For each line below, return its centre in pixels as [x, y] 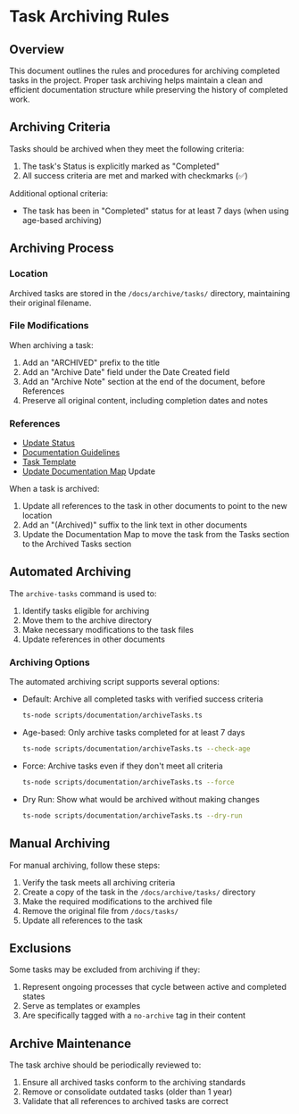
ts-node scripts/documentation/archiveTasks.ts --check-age [136, 749]
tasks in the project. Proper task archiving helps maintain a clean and [136, 80]
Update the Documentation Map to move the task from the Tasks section [156, 535]
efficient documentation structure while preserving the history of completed [149, 90]
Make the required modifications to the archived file [117, 901]
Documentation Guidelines [71, 453]
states [33, 996]
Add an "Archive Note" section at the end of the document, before [144, 381]
